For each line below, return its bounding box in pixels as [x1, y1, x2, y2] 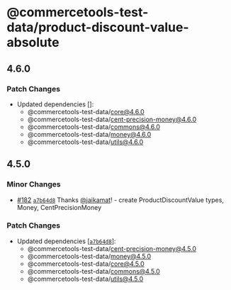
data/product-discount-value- [6, 19, 189, 35]
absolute [6, 35, 60, 50]
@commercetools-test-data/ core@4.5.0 [27, 260, 145, 268]
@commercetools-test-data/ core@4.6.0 [27, 107, 145, 116]
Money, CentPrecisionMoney [16, 203, 102, 211]
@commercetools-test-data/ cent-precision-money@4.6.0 [27, 115, 196, 123]
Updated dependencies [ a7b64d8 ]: [16, 237, 116, 245]
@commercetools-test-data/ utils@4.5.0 [27, 274, 143, 283]
